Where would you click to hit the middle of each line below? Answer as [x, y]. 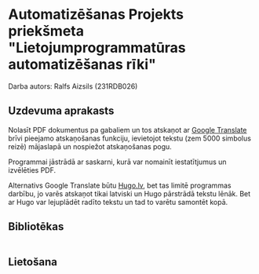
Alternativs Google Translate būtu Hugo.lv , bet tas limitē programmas [120, 185]
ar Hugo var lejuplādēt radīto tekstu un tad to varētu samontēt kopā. [118, 202]
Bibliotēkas [36, 227]
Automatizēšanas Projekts [96, 15]
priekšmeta [46, 31]
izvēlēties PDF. [32, 170]
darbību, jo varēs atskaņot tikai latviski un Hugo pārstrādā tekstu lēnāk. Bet [129, 193]
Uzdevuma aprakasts [61, 111]
